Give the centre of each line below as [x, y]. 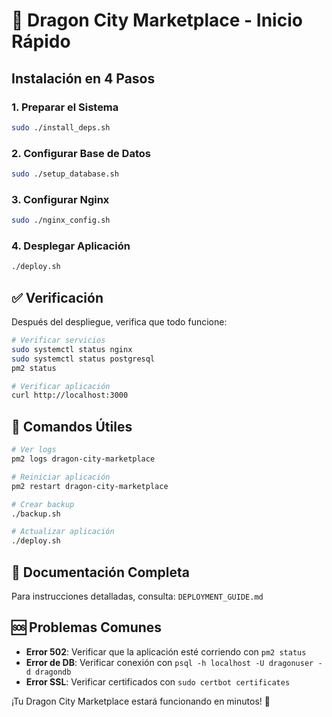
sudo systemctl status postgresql [83, 359]
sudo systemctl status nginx [72, 349]
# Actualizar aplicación [63, 532]
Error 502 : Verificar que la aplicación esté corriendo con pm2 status [166, 651]
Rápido [41, 41]
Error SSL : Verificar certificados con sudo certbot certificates [158, 681]
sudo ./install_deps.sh [61, 127]
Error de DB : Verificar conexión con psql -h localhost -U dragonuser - [174, 662]
